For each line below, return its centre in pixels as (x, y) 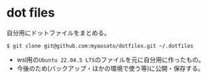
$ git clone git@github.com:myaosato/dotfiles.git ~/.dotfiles (100, 46)
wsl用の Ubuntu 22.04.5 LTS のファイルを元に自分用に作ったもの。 (110, 60)
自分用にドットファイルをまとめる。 (58, 33)
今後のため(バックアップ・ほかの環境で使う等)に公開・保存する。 (110, 68)
